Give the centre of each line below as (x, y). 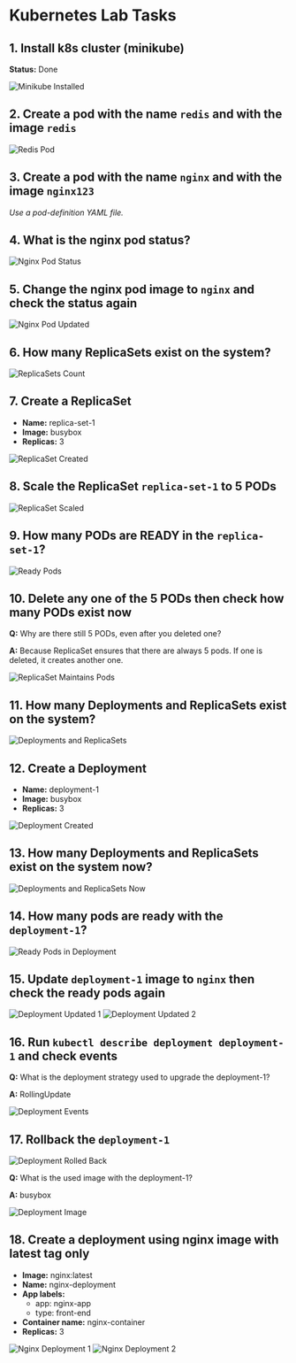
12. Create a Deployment (78, 768)
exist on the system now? (81, 867)
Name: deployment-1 (61, 789)
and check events (67, 1055)
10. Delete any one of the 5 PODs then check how (147, 598)
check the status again (73, 303)
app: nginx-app (63, 1303)
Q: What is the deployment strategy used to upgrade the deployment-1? (140, 1077)
